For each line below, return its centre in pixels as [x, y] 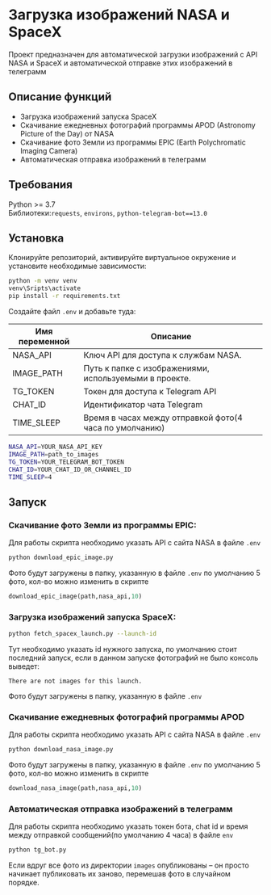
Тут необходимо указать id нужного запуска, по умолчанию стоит [123, 649]
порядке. [24, 883]
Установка [36, 238]
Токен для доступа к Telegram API [150, 391]
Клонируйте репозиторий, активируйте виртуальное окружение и [122, 258]
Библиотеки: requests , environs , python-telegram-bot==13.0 [108, 212]
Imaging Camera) [49, 150]
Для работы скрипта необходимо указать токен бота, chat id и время [128, 826]
